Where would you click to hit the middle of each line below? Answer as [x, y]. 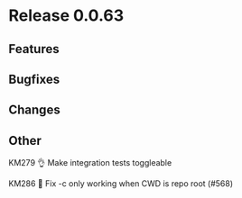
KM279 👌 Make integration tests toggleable [90, 163]
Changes [34, 110]
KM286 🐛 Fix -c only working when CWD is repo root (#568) [121, 184]
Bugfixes [34, 79]
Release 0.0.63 [66, 16]
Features [34, 49]
